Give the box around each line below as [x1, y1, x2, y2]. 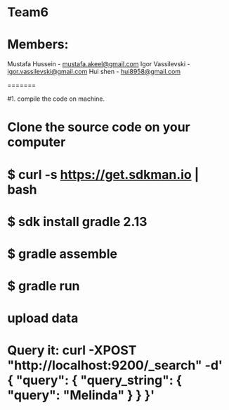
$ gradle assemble [7, 246, 118, 261]
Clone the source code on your [7, 119, 191, 135]
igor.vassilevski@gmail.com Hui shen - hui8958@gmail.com [7, 68, 181, 76]
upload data [7, 311, 79, 326]
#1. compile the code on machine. [7, 94, 105, 103]
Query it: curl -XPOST [7, 342, 137, 359]
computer [7, 135, 66, 150]
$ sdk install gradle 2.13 [7, 213, 148, 230]
